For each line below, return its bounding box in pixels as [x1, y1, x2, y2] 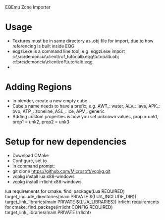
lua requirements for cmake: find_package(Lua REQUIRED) [5, 188, 125, 194]
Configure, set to [12, 158, 47, 164]
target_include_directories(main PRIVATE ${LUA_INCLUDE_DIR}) [5, 193, 137, 199]
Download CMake [12, 152, 49, 158]
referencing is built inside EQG [12, 43, 75, 49]
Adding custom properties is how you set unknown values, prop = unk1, [12, 113, 159, 119]
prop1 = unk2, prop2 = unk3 [12, 119, 69, 125]
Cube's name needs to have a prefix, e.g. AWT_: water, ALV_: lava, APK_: [12, 103, 161, 109]
